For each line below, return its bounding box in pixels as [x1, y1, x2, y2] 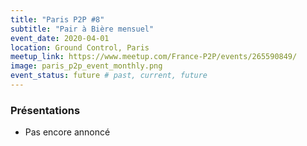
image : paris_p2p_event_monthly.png [10, 61, 163, 71]
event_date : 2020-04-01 [10, 33, 110, 43]
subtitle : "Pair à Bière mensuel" [10, 24, 155, 34]
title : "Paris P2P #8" [10, 14, 105, 25]
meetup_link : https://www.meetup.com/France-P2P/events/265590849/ [10, 52, 298, 62]
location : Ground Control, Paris [10, 42, 150, 53]
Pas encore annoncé [24, 126, 111, 138]
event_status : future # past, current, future [10, 71, 208, 81]
